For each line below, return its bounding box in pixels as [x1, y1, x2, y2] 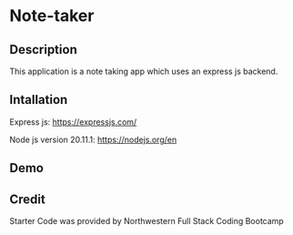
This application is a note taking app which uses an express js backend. [9, 66, 278, 77]
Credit [9, 191, 45, 207]
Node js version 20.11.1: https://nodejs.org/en [9, 134, 177, 145]
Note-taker [9, 5, 95, 26]
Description [9, 42, 77, 57]
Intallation [9, 92, 68, 107]
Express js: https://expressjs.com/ [9, 116, 137, 128]
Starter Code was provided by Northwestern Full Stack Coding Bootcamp [9, 216, 284, 227]
